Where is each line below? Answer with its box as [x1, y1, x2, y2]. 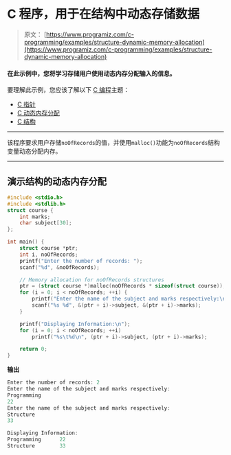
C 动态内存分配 [16, 109, 60, 117]
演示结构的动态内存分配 [7, 176, 107, 187]
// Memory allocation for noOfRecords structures [19, 276, 165, 283]
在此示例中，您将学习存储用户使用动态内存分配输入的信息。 [7, 69, 176, 78]
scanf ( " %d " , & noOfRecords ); [19, 264, 100, 271]
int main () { [7, 238, 45, 246]
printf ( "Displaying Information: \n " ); [19, 320, 131, 327]
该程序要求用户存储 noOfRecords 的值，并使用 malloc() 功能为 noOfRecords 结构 [7, 139, 220, 147]
